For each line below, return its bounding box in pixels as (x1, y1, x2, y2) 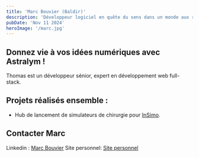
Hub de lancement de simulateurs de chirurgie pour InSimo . (14, 111, 161, 118)
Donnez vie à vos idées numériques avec (6, 47, 161, 57)
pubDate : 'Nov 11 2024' (6, 20, 65, 25)
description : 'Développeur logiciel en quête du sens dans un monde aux (6, 14, 190, 20)
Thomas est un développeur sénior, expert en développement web (6, 72, 169, 79)
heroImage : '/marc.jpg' (6, 25, 65, 31)
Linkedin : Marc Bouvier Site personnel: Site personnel (6, 144, 139, 151)
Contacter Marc (6, 129, 66, 139)
